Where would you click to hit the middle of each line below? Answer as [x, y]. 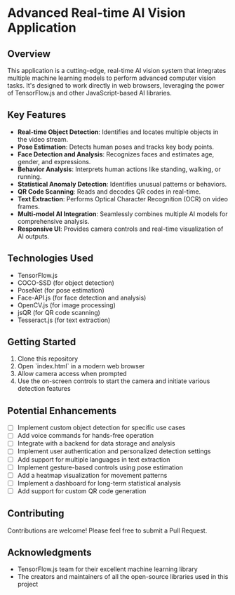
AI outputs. [33, 236]
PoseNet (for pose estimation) [61, 290]
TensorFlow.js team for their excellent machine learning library [107, 569]
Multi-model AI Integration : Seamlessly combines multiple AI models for [122, 214]
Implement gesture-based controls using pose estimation [100, 467]
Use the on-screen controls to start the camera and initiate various [114, 381]
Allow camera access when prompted [72, 374]
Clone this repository [48, 359]
